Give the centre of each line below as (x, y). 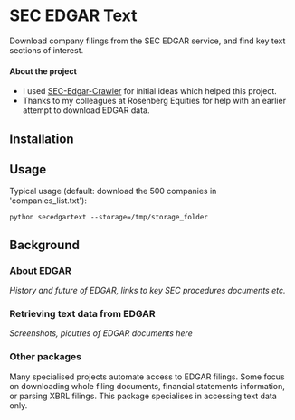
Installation (42, 139)
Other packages (45, 357)
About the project (43, 71)
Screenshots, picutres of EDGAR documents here (101, 333)
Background (44, 245)
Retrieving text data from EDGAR (82, 313)
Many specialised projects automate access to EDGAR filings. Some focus (147, 377)
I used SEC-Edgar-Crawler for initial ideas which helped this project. (150, 91)
